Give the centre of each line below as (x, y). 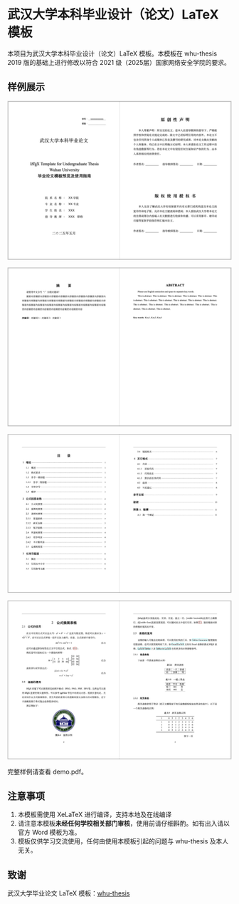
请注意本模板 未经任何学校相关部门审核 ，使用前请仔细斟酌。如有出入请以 (123, 824)
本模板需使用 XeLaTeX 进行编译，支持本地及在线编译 (95, 815)
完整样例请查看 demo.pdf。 (47, 771)
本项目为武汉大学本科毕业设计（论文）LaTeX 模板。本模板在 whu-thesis (112, 53)
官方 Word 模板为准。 (49, 832)
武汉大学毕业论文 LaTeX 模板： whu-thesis (69, 893)
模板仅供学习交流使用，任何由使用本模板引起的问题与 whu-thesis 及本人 (123, 841)
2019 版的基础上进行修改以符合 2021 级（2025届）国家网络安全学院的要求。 (119, 62)
